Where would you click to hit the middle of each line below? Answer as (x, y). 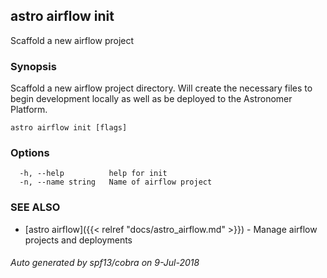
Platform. (29, 110)
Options (30, 153)
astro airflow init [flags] (69, 128)
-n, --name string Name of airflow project (116, 182)
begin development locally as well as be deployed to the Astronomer (151, 99)
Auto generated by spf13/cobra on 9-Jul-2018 (105, 263)
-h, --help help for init (93, 174)
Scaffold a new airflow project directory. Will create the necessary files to (161, 88)
